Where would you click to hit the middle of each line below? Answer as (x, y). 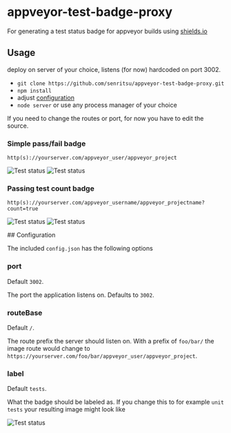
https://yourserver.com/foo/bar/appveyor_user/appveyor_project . (102, 356)
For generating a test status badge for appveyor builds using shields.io (108, 31)
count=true (23, 209)
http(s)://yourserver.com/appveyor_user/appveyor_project (92, 158)
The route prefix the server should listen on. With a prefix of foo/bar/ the (111, 341)
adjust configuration (46, 97)
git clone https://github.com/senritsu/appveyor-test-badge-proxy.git (121, 84)
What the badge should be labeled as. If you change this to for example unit (115, 402)
